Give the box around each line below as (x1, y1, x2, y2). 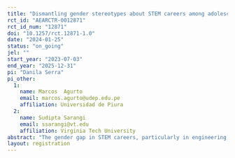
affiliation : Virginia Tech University (20, 127, 136, 134)
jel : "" (7, 50, 30, 57)
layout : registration (7, 141, 71, 148)
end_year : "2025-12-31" (7, 62, 77, 69)
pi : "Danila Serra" (7, 69, 64, 76)
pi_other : (7, 75, 36, 82)
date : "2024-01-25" (7, 36, 64, 43)
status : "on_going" (7, 43, 64, 50)
